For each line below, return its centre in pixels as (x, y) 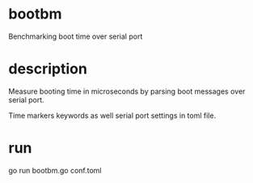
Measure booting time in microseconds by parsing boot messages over (127, 91)
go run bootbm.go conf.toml (55, 170)
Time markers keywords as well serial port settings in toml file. (112, 115)
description (48, 69)
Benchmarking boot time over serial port (76, 36)
